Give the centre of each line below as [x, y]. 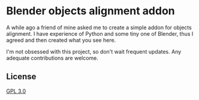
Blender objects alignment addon [91, 11]
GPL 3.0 [16, 91]
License [21, 76]
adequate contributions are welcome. [52, 58]
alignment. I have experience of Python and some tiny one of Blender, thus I [100, 33]
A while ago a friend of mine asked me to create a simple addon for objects [99, 27]
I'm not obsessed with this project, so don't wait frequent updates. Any [94, 51]
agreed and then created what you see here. [61, 40]
